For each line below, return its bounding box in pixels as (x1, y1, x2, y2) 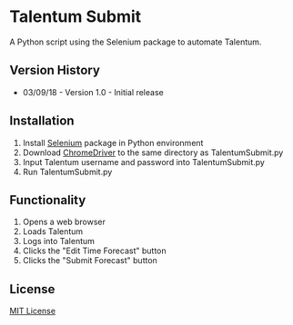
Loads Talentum (22, 226, 84, 237)
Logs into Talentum (22, 236, 96, 247)
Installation (9, 113, 75, 129)
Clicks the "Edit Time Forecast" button (22, 245, 167, 256)
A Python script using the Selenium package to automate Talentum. (9, 36, 262, 47)
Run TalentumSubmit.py (22, 166, 113, 177)
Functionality (9, 192, 86, 208)
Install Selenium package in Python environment (22, 137, 204, 148)
